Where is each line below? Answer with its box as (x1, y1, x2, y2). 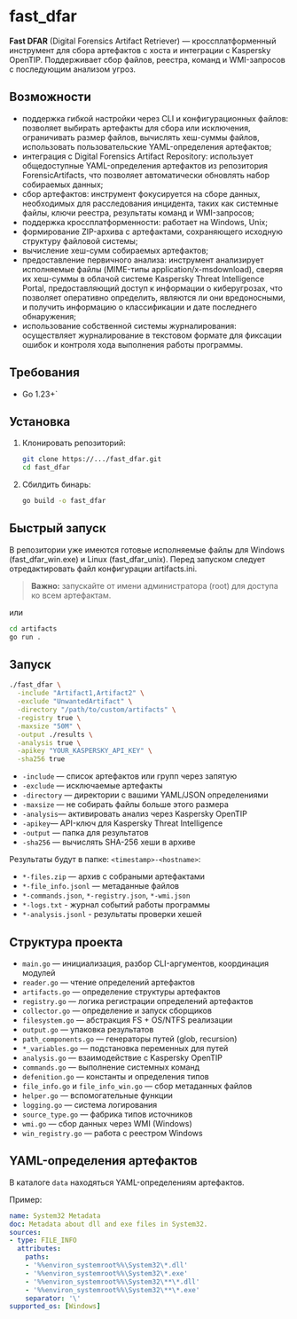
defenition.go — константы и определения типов (21, 1071, 210, 1081)
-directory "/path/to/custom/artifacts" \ (17, 705, 176, 714)
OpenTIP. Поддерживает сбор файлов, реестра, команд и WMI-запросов (9, 54, 286, 65)
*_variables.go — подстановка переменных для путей (21, 1042, 229, 1053)
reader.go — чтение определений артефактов (21, 977, 195, 987)
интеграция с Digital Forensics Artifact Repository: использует (21, 151, 254, 161)
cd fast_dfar (21, 463, 71, 472)
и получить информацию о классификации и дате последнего (21, 302, 257, 312)
